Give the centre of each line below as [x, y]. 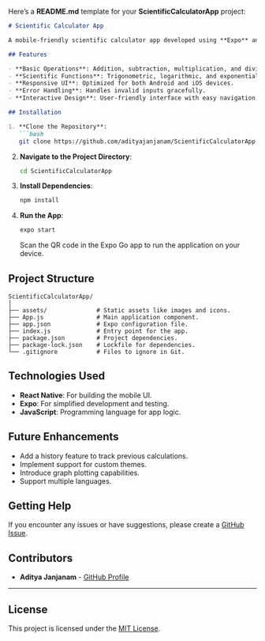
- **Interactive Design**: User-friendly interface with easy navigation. [134, 98]
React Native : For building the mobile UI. [86, 395]
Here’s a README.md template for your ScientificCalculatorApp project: [127, 11]
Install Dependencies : [56, 186]
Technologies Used [56, 376]
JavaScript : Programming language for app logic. [100, 412]
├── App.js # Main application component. [104, 317]
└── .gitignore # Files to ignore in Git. [97, 352]
